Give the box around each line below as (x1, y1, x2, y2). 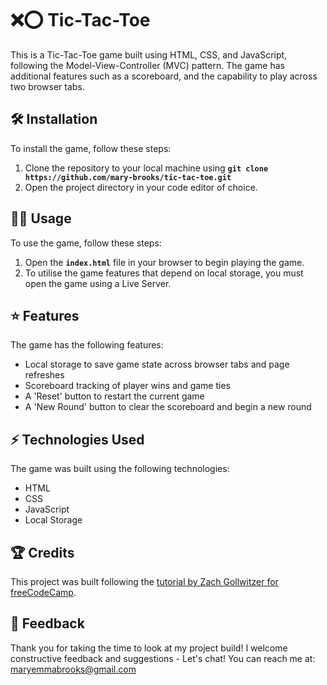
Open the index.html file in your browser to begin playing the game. (24, 256, 305, 268)
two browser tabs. (10, 80, 85, 92)
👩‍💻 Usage (10, 210, 72, 227)
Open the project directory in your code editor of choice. (24, 181, 258, 193)
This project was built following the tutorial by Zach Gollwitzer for (10, 576, 279, 587)
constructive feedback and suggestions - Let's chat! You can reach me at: (10, 652, 316, 664)
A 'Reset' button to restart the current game (24, 390, 205, 402)
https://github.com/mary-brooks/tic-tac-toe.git (24, 172, 232, 182)
